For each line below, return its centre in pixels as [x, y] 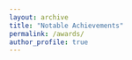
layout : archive [39, 17]
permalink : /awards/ [47, 34]
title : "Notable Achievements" [66, 26]
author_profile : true [49, 42]
